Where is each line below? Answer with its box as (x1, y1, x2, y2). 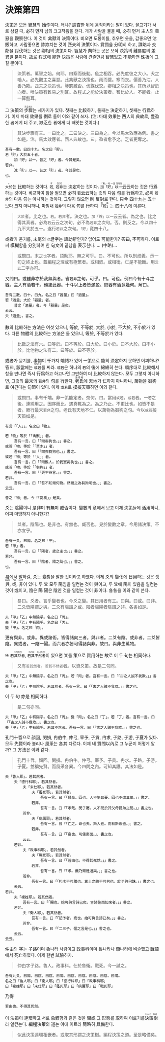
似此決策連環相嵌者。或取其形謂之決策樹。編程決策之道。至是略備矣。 (17, 1032, 160, 1038)
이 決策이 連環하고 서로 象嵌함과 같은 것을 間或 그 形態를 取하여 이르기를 (5, 1015, 145, 1021)
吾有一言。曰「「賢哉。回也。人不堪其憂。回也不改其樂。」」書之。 (40, 795, 152, 800)
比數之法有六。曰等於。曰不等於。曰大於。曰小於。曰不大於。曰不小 (17, 341, 155, 347)
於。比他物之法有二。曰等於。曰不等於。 (17, 347, 99, 353)
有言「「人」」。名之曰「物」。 (5, 424, 53, 429)
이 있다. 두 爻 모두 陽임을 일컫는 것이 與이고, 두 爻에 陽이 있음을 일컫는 (23, 581, 158, 587)
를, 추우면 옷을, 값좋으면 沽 (105, 35, 157, 41)
